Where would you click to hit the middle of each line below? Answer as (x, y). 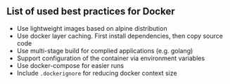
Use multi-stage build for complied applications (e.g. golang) (105, 50)
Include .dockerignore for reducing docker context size (97, 73)
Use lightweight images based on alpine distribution (92, 28)
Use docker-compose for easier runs (70, 65)
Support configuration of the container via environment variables (111, 58)
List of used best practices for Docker (91, 12)
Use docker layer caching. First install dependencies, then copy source (120, 36)
